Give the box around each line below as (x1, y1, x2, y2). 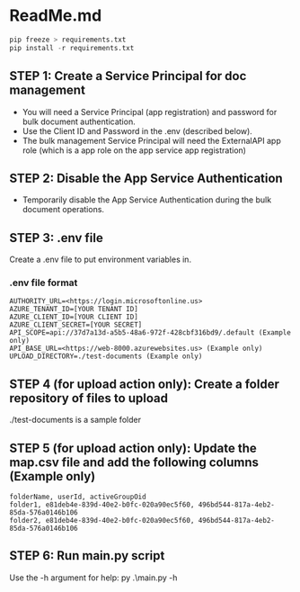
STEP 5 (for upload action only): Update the (9, 440, 258, 455)
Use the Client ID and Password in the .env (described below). (22, 125, 253, 136)
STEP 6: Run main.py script (9, 548, 165, 563)
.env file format (9, 276, 78, 289)
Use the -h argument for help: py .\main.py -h (9, 572, 178, 583)
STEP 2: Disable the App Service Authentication (9, 170, 283, 185)
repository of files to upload (9, 390, 169, 406)
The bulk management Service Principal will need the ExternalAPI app (22, 135, 281, 146)
